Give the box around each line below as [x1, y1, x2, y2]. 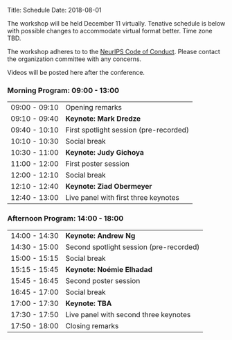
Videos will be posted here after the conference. [7, 69, 145, 76]
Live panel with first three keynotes [65, 193, 180, 203]
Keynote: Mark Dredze [65, 114, 141, 124]
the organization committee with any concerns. [7, 55, 142, 63]
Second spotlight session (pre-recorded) [65, 242, 200, 252]
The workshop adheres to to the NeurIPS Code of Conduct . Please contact [7, 48, 220, 56]
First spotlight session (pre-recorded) [65, 125, 189, 135]
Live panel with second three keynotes [65, 309, 191, 319]
